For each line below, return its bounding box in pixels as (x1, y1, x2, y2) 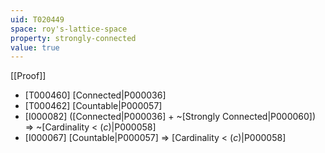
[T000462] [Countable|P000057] (24, 100, 163, 112)
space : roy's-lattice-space (10, 24, 128, 34)
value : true (10, 42, 60, 53)
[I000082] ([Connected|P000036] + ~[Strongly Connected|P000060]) (24, 111, 317, 123)
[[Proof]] (10, 70, 47, 82)
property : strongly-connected (10, 33, 137, 43)
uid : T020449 (10, 14, 65, 25)
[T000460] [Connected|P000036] (24, 89, 167, 101)
